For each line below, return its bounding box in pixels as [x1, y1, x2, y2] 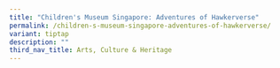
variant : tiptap [9, 29, 69, 38]
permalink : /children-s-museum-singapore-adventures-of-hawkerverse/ [9, 21, 272, 30]
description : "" [9, 37, 69, 47]
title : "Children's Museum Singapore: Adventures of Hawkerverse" [9, 12, 260, 22]
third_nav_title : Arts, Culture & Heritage [9, 46, 173, 55]
